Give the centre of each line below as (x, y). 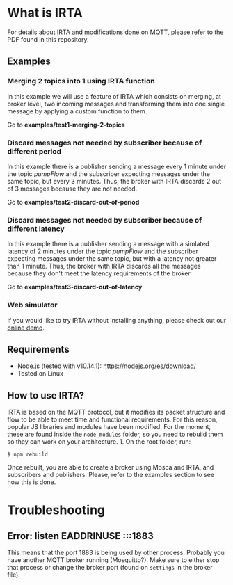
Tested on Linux (40, 374)
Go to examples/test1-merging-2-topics (66, 125)
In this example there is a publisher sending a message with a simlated (109, 244)
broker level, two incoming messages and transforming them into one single (116, 104)
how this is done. (32, 482)
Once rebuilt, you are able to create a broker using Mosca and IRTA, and (111, 467)
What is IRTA (45, 13)
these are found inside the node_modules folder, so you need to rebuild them (115, 434)
